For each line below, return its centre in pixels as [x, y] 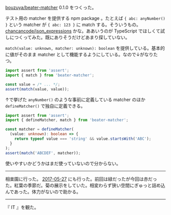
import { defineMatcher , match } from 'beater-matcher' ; [67, 120]
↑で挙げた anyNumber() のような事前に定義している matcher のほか [76, 99]
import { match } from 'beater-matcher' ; [50, 75]
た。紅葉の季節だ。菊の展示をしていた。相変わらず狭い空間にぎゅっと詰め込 [85, 185]
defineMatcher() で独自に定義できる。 [45, 106]
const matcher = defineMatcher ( [39, 129]
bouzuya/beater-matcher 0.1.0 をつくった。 [51, 7]
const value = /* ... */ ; [33, 84]
